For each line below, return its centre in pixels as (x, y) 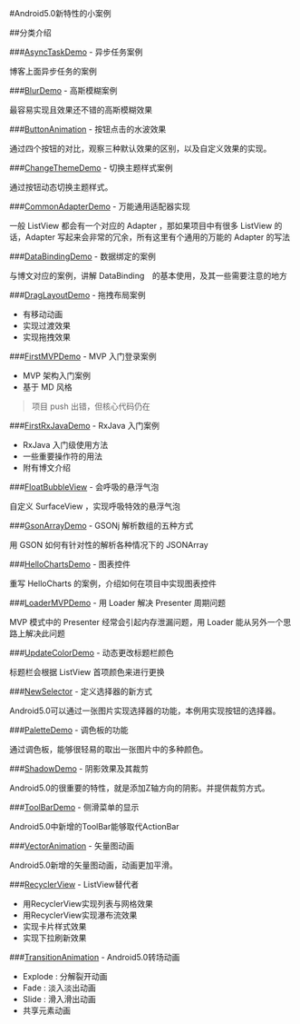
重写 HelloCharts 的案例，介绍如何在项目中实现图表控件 (113, 583)
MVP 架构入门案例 (56, 376)
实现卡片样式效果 (54, 926)
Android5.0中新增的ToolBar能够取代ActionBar (94, 826)
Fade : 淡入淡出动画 (59, 988)
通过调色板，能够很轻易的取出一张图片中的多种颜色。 (109, 749)
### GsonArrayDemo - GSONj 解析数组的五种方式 (102, 526)
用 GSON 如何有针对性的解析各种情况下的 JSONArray (109, 545)
